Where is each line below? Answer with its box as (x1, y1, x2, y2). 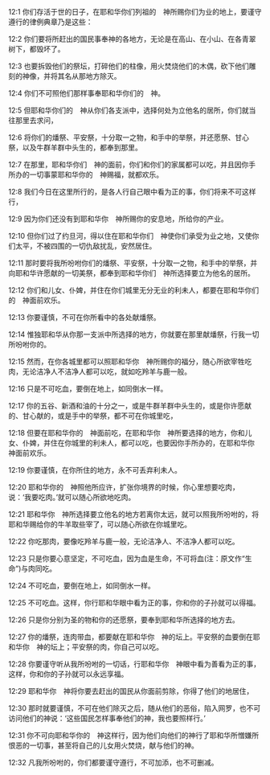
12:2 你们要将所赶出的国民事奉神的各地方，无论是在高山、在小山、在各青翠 (8, 35, 256, 43)
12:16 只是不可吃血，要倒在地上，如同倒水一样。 (8, 384, 168, 393)
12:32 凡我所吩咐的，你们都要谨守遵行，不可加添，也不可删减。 (8, 758, 219, 767)
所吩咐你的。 (8, 340, 51, 349)
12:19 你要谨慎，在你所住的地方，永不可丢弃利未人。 (8, 465, 182, 474)
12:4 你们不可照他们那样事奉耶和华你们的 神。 (8, 88, 166, 98)
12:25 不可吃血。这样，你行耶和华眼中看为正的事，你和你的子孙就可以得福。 (8, 598, 261, 607)
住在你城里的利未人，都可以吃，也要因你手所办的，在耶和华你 (50, 438, 255, 448)
